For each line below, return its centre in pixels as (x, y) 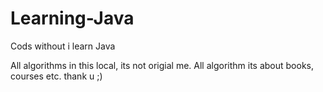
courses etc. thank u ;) (56, 76)
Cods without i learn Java (63, 46)
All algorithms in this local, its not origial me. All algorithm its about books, (162, 65)
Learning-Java (72, 18)
